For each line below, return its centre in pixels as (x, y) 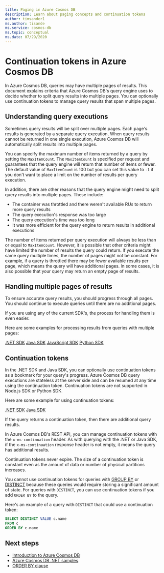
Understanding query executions (57, 117)
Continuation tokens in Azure (66, 61)
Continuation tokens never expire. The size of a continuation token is (74, 459)
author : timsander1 (25, 19)
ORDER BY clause (30, 566)
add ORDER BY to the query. (32, 495)
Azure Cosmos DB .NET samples (45, 560)
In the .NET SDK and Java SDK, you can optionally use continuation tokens (80, 370)
